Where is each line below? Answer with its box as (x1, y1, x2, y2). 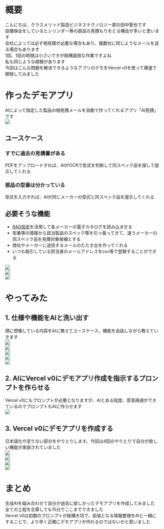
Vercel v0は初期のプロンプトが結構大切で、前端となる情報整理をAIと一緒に (5, 513, 157, 519)
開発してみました (5, 71, 40, 77)
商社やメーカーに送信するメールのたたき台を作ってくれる (12, 242, 128, 248)
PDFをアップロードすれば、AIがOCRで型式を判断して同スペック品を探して (5, 162, 155, 168)
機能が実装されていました (9, 444, 61, 450)
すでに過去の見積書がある (5, 150, 66, 157)
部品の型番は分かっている (5, 182, 65, 188)
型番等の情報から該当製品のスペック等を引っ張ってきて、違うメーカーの (12, 230, 158, 236)
